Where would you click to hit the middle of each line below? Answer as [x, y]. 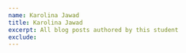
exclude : [23, 37]
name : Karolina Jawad [44, 15]
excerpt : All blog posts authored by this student [93, 30]
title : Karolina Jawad [46, 23]
